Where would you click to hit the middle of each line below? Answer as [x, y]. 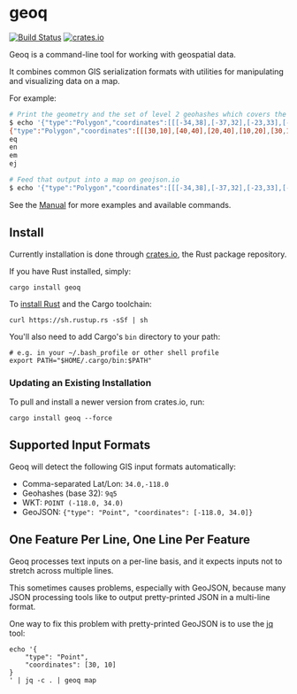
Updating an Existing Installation [80, 382]
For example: [33, 98]
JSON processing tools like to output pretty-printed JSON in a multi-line [140, 597]
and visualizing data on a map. [65, 81]
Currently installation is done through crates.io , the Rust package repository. [148, 254]
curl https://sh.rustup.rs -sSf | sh [79, 320]
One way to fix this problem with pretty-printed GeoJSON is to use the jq [141, 623]
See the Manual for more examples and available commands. [120, 204]
